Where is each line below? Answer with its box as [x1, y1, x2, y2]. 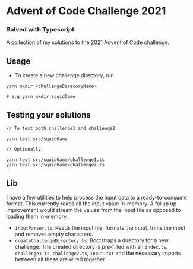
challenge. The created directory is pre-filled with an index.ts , [14, 243, 168, 250]
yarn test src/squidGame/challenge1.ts [6, 157, 105, 163]
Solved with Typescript [6, 26, 75, 34]
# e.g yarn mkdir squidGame [6, 94, 76, 100]
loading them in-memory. [6, 213, 68, 220]
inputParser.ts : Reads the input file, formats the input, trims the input [14, 224, 186, 231]
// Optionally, [6, 147, 44, 153]
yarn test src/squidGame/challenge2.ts [6, 162, 105, 168]
